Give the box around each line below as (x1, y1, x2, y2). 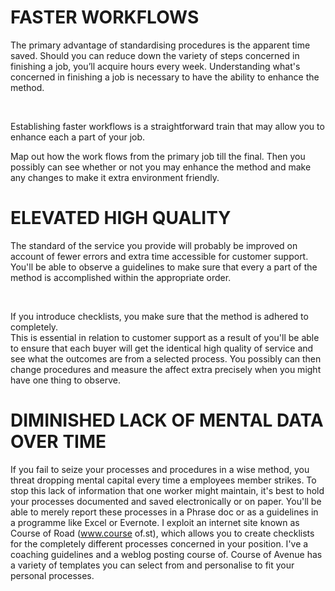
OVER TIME (10, 431, 107, 453)
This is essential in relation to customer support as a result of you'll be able (10, 331, 320, 343)
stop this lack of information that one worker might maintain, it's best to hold (10, 484, 325, 496)
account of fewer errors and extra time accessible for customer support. (10, 250, 309, 262)
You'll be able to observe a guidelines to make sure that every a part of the (10, 261, 318, 273)
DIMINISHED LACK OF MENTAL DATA (10, 409, 324, 432)
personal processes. (10, 569, 95, 581)
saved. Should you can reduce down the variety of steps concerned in (10, 49, 300, 61)
